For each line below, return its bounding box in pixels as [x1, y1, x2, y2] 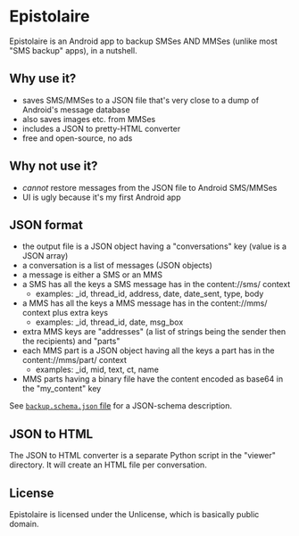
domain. [9, 519, 39, 529]
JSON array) [21, 251, 69, 261]
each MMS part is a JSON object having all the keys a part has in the [21, 345, 275, 356]
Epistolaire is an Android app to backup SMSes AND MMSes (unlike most [9, 36, 278, 46]
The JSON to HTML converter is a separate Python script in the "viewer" [9, 450, 277, 461]
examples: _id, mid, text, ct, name [35, 364, 159, 375]
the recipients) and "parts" [21, 336, 120, 347]
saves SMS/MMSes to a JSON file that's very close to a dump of [21, 95, 260, 105]
